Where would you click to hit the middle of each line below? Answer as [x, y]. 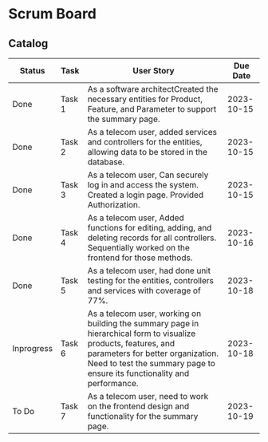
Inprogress [33, 348]
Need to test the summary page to [151, 363]
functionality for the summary [143, 416]
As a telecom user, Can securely [148, 175]
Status [32, 71]
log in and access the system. [143, 185]
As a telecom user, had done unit [149, 270]
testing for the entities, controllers [150, 280]
